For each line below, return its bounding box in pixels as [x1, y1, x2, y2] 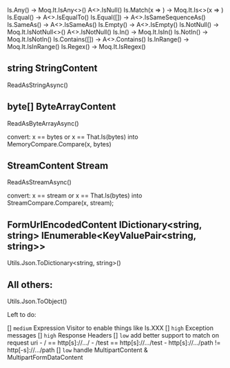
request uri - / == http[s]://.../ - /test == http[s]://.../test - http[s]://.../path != [7, 338, 221, 347]
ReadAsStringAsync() [7, 81, 69, 89]
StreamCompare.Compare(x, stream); [7, 199, 114, 207]
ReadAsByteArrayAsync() [7, 119, 79, 127]
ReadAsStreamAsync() [7, 178, 72, 186]
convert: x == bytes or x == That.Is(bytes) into [7, 133, 139, 141]
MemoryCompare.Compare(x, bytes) [7, 139, 112, 148]
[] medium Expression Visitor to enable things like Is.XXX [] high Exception [7, 324, 213, 332]
